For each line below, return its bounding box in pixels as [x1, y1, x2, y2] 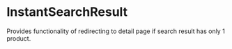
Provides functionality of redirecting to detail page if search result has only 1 [6, 27, 226, 35]
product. [6, 34, 31, 42]
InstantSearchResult [6, 4, 128, 20]
